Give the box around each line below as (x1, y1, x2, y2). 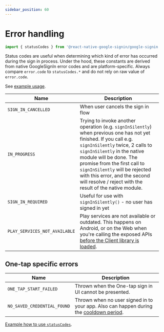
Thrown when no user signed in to (75, 297, 153, 304)
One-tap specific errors (5, 260, 79, 268)
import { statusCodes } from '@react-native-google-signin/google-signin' (5, 44, 161, 49)
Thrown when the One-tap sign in (75, 283, 153, 289)
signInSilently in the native (80, 148, 144, 155)
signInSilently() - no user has (80, 199, 153, 205)
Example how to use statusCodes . (5, 321, 72, 328)
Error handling (5, 28, 64, 39)
